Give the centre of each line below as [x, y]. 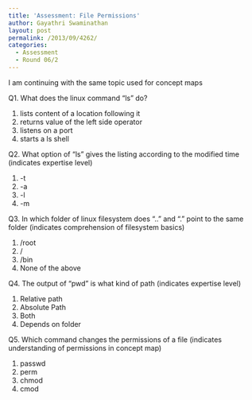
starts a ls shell [45, 138]
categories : [28, 45]
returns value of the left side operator [81, 122]
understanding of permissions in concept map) [85, 348]
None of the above [50, 268]
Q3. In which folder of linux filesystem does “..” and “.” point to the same [126, 219]
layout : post [30, 30]
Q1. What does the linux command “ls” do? [78, 98]
